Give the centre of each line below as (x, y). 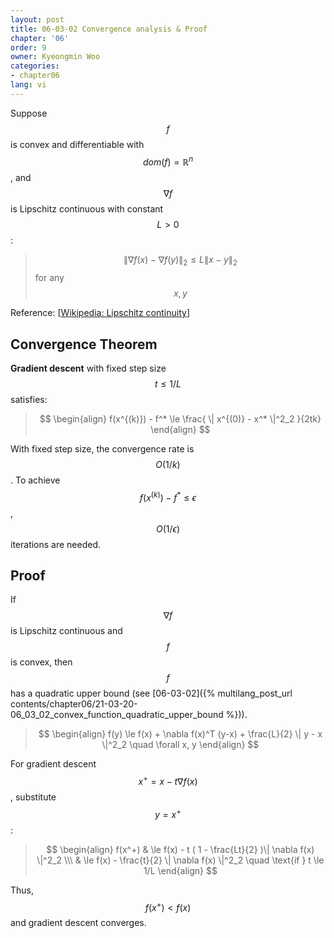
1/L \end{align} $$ (180, 870)
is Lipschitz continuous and (66, 631)
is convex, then (41, 662)
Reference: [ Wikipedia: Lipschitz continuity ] (100, 313)
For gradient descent (53, 764)
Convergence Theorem (84, 344)
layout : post (37, 19)
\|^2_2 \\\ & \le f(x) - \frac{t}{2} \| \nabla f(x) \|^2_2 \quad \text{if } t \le (180, 860)
